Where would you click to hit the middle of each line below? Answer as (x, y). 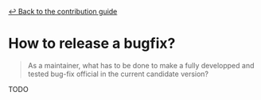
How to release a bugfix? (92, 44)
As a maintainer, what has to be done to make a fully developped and (141, 65)
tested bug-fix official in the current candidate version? (118, 74)
